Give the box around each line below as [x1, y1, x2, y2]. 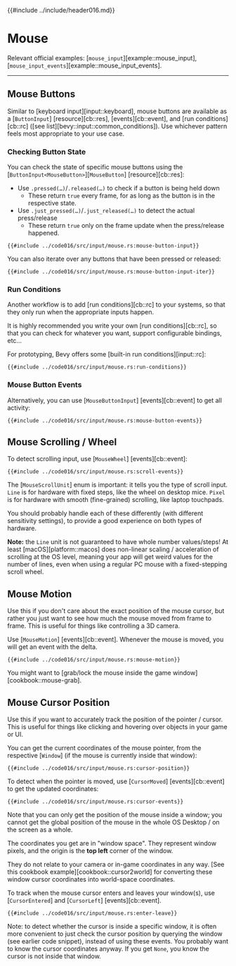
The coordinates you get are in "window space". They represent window [7, 839, 216, 848]
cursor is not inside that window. [7, 952, 102, 960]
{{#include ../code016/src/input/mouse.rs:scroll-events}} [7, 468, 184, 475]
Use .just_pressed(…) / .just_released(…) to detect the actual [17, 207, 195, 215]
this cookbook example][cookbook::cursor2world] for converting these [7, 868, 213, 876]
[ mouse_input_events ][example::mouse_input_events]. [7, 61, 162, 70]
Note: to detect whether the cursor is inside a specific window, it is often [7, 922, 217, 931]
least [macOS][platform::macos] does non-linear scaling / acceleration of [7, 545, 219, 554]
